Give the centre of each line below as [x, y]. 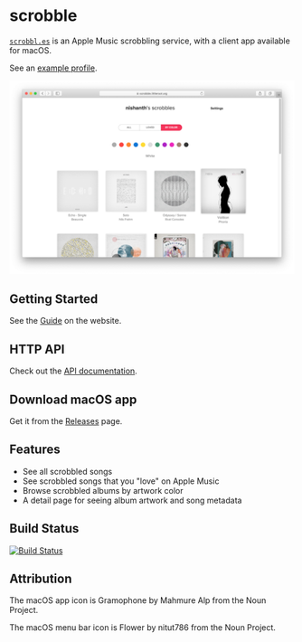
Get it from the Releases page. [66, 420]
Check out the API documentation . [73, 371]
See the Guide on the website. [66, 321]
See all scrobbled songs [67, 471]
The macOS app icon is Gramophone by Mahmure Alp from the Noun [138, 600]
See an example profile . [53, 68]
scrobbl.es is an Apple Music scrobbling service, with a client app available [150, 41]
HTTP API [37, 349]
